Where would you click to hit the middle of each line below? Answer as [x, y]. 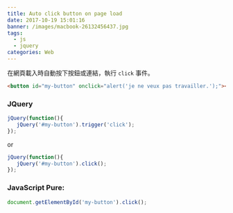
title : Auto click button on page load [65, 14]
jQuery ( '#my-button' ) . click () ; [62, 164]
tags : [15, 33]
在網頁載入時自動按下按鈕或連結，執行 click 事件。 [80, 73]
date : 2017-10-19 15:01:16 [46, 20]
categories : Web [31, 53]
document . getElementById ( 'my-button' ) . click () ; [77, 202]
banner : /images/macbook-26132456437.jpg [68, 26]
